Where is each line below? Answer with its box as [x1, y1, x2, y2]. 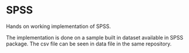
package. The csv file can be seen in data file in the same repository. [6, 40, 172, 47]
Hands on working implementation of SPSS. [6, 23, 111, 30]
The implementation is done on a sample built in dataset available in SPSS [6, 34, 184, 41]
